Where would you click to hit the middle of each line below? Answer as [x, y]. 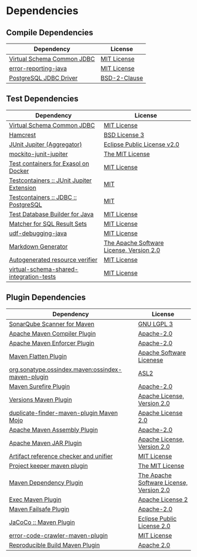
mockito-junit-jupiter [39, 154]
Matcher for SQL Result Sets [48, 223]
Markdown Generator [38, 246]
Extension [23, 187]
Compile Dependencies [50, 33]
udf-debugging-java [38, 233]
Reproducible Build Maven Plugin [55, 545]
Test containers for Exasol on [49, 163]
